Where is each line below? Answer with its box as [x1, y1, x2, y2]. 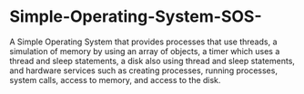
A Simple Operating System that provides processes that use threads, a [9, 36, 278, 47]
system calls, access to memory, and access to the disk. [9, 74, 221, 85]
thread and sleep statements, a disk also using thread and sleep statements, [9, 55, 296, 66]
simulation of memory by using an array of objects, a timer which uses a [9, 45, 280, 56]
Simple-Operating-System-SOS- [9, 6, 262, 27]
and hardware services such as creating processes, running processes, [9, 65, 278, 76]
